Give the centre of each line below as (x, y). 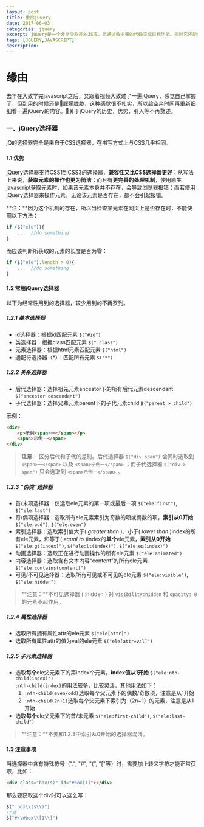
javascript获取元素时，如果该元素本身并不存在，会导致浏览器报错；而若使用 (101, 188)
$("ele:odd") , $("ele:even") (51, 524)
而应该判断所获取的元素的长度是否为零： (57, 251)
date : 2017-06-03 (28, 23)
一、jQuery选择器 (32, 128)
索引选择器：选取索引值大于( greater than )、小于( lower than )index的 (103, 531)
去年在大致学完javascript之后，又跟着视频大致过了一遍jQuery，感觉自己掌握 (101, 95)
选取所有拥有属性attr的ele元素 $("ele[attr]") (72, 634)
